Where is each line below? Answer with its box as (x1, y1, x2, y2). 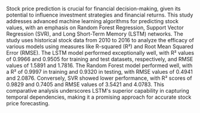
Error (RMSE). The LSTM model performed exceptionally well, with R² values (6, 49, 195, 56)
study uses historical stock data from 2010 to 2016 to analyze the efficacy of (6, 37, 194, 43)
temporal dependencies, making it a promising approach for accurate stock (6, 93, 192, 101)
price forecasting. (6, 100, 50, 106)
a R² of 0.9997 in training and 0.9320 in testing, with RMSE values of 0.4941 (6, 68, 193, 75)
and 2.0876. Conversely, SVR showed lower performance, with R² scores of (6, 74, 192, 81)
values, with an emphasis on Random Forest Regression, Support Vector (6, 24, 184, 31)
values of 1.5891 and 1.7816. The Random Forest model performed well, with (6, 62, 193, 69)
